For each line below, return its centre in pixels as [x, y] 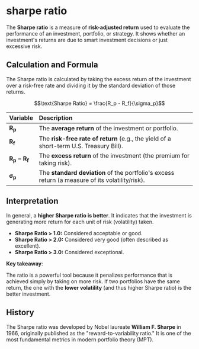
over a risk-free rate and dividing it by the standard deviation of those [91, 85]
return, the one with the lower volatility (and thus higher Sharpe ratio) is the [99, 287]
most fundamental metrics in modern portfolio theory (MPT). [80, 340]
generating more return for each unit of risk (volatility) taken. [80, 222]
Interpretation [32, 201]
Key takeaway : [25, 263]
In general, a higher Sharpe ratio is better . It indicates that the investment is [99, 215]
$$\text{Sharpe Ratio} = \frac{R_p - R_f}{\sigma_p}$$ [99, 103]
